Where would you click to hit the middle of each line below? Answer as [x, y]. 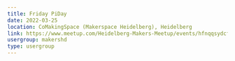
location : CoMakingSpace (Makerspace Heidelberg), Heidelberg [100, 27]
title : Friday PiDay [37, 14]
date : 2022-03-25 [33, 20]
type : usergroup [31, 46]
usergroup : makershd [37, 40]
